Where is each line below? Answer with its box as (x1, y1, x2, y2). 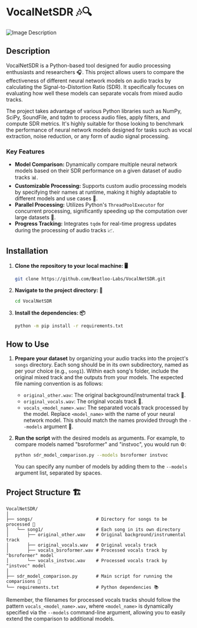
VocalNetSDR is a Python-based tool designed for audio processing (6, 62, 171, 69)
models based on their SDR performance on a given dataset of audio (14, 167, 182, 174)
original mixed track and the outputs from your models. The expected (14, 374, 184, 381)
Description (6, 46, 50, 56)
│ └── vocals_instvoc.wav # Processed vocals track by (6, 557, 168, 563)
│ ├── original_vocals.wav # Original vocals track (6, 542, 157, 548)
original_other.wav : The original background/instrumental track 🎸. (23, 392, 186, 399)
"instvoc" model (6, 563, 46, 569)
